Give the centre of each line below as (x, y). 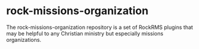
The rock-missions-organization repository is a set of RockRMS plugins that (100, 27)
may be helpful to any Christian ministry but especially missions (85, 33)
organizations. (24, 40)
